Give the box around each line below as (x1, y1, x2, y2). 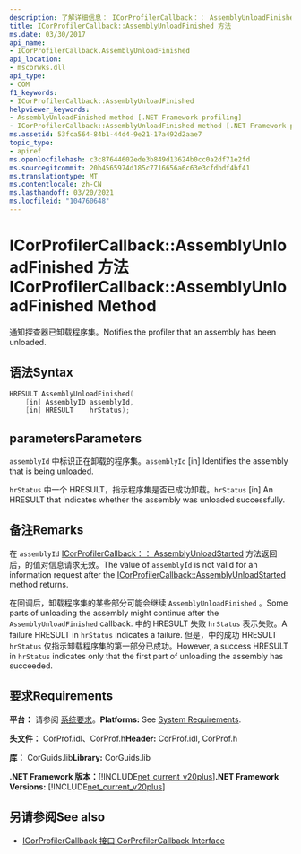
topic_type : (9, 138, 54, 147)
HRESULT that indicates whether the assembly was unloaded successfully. (9, 494, 285, 505)
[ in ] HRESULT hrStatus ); (25, 405, 130, 415)
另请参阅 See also (9, 809, 106, 825)
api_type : (9, 72, 47, 81)
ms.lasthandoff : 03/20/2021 (9, 188, 115, 197)
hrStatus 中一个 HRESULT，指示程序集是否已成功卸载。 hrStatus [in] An (9, 484, 273, 495)
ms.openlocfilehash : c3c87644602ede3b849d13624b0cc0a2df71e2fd (9, 154, 251, 164)
